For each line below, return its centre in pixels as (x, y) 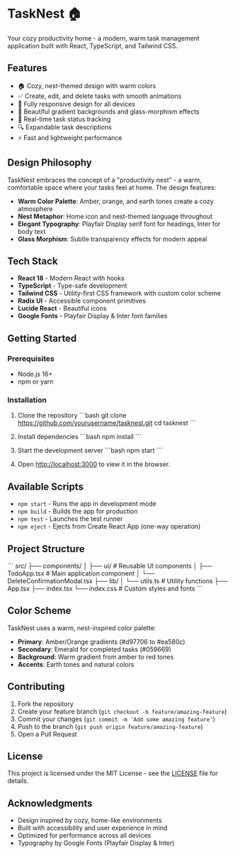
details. (18, 781)
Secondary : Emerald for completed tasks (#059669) (94, 649)
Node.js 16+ (35, 374)
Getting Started (42, 338)
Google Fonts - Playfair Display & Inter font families (92, 316)
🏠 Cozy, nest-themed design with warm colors (87, 85)
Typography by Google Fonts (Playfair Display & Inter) (96, 843)
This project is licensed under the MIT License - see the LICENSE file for (113, 773)
